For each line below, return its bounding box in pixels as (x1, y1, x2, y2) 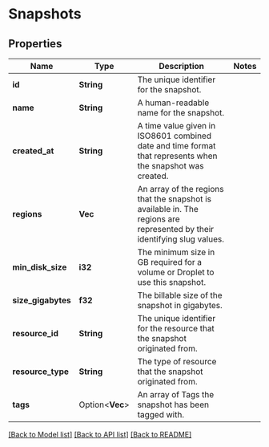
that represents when (137, 150, 218, 161)
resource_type (12, 366, 70, 377)
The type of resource (137, 356, 217, 367)
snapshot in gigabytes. (137, 300, 223, 311)
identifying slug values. (137, 234, 224, 245)
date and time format (137, 140, 216, 151)
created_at (12, 145, 54, 156)
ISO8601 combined (137, 130, 212, 141)
